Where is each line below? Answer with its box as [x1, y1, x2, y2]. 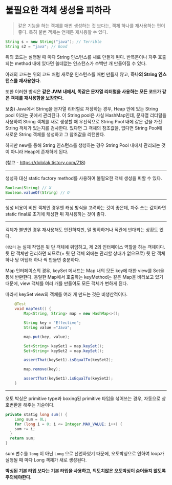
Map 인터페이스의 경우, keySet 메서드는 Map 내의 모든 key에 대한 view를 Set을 [5, 268, 165, 274]
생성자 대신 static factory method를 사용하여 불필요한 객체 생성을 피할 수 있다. [5, 175, 162, 181]
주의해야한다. [5, 474, 32, 480]
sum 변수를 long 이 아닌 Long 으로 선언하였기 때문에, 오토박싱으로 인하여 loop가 [5, 451, 165, 457]
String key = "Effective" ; [24, 320, 81, 325]
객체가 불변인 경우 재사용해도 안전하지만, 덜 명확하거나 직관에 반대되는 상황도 [5, 227, 159, 233]
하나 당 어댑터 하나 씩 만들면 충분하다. [5, 257, 80, 263]
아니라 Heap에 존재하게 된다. [10, 148, 69, 155]
